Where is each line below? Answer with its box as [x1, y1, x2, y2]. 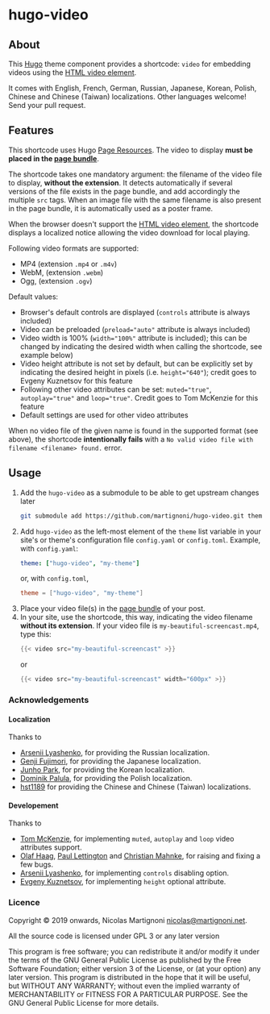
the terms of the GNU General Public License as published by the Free [8, 955, 242, 965]
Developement [8, 800, 59, 810]
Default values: [8, 292, 59, 301]
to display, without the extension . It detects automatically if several [8, 177, 233, 187]
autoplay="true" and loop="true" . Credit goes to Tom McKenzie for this [19, 393, 259, 402]
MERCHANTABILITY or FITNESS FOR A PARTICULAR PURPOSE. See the [8, 989, 248, 999]
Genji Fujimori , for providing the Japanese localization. [19, 756, 201, 767]
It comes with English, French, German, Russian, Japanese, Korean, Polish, [8, 83, 257, 93]
